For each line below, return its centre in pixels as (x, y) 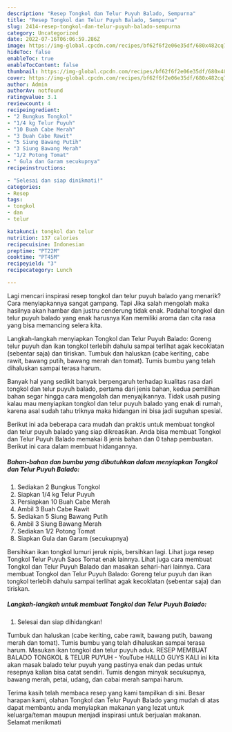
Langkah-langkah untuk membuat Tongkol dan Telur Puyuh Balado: (107, 604)
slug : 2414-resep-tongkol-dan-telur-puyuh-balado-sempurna (94, 26)
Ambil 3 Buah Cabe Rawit (53, 509)
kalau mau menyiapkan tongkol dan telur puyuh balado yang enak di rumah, (115, 403)
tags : (15, 200)
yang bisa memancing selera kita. (55, 325)
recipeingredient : (33, 110)
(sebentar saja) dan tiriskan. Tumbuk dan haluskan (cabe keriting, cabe (108, 353)
